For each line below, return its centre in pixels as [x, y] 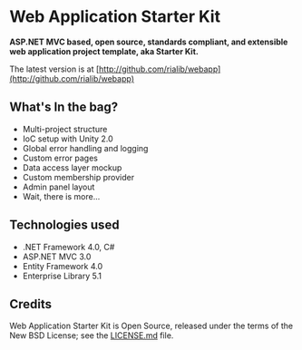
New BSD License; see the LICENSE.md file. [92, 335]
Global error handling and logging [85, 148]
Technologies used [64, 225]
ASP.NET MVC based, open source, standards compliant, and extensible [149, 42]
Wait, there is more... [61, 196]
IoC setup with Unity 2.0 [68, 139]
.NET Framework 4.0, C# [68, 247]
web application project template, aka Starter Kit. [104, 51]
